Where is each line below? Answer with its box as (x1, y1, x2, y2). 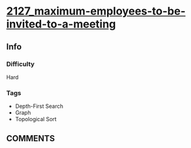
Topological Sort (15, 116, 57, 123)
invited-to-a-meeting (6, 17, 116, 31)
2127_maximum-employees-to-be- (6, 4, 186, 18)
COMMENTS (6, 133, 55, 144)
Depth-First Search (15, 102, 64, 110)
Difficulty (6, 60, 35, 68)
